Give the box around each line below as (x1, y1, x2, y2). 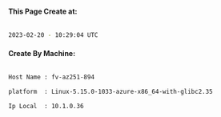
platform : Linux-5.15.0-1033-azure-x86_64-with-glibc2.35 (8, 88, 214, 96)
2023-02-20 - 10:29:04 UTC (8, 31, 98, 39)
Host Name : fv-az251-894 (8, 73, 94, 82)
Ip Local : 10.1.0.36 (8, 103, 84, 111)
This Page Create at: (8, 6, 78, 16)
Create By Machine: (8, 48, 76, 58)
